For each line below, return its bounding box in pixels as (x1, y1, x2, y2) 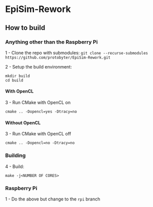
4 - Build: (5, 163, 24, 169)
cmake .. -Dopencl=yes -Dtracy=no (5, 109, 77, 114)
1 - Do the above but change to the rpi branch (5, 196, 100, 202)
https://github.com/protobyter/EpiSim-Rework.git (5, 55, 111, 60)
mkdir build (5, 73, 30, 78)
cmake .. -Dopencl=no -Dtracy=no (5, 140, 75, 145)
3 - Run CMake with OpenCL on (5, 99, 71, 105)
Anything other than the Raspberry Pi (5, 38, 98, 45)
